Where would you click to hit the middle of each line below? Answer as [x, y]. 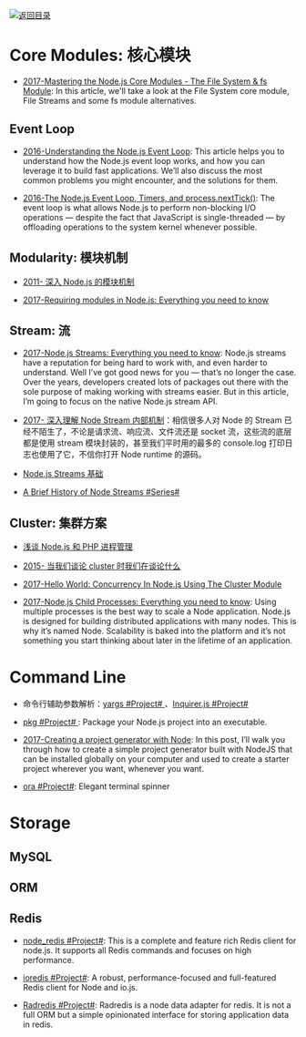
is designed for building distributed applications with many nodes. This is [159, 621]
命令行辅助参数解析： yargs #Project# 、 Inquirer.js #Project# [135, 704]
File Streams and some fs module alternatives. [110, 100]
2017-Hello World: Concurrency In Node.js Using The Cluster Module [152, 584]
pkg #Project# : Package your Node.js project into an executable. [145, 722]
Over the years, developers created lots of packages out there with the [155, 382]
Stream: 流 [40, 330]
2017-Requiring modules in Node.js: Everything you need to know [145, 300]
